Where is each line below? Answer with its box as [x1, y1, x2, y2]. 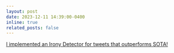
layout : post [6, 8, 38, 15]
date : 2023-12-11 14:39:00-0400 [6, 14, 85, 20]
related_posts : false [6, 24, 59, 31]
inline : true [6, 19, 38, 25]
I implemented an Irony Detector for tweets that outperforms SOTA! [6, 41, 168, 48]
